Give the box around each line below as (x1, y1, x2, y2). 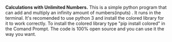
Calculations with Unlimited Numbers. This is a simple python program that (5, 5, 167, 10)
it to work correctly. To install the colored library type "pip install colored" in (5, 20, 165, 26)
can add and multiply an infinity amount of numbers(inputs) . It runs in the (5, 10, 161, 16)
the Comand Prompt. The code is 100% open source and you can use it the (5, 26, 164, 32)
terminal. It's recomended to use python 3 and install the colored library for (5, 15, 164, 21)
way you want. (5, 31, 36, 37)
